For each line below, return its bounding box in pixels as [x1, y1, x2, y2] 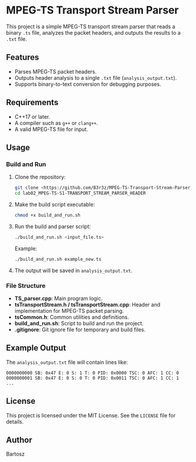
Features [6, 52, 39, 62]
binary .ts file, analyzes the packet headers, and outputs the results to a [6, 29, 181, 36]
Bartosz [6, 450, 25, 458]
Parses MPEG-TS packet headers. [14, 68, 97, 75]
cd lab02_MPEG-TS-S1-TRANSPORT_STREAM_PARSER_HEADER [14, 190, 146, 197]
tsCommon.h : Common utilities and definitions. [14, 313, 129, 321]
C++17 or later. [14, 113, 50, 120]
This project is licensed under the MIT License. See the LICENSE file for [6, 412, 176, 419]
